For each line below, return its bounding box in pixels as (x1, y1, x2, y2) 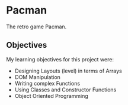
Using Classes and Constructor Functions (14, 86, 117, 93)
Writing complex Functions (14, 80, 81, 87)
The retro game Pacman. (6, 23, 67, 30)
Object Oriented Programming (14, 92, 89, 99)
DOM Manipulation (14, 73, 61, 80)
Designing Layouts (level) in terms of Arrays (14, 67, 123, 74)
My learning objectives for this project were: (6, 55, 114, 63)
